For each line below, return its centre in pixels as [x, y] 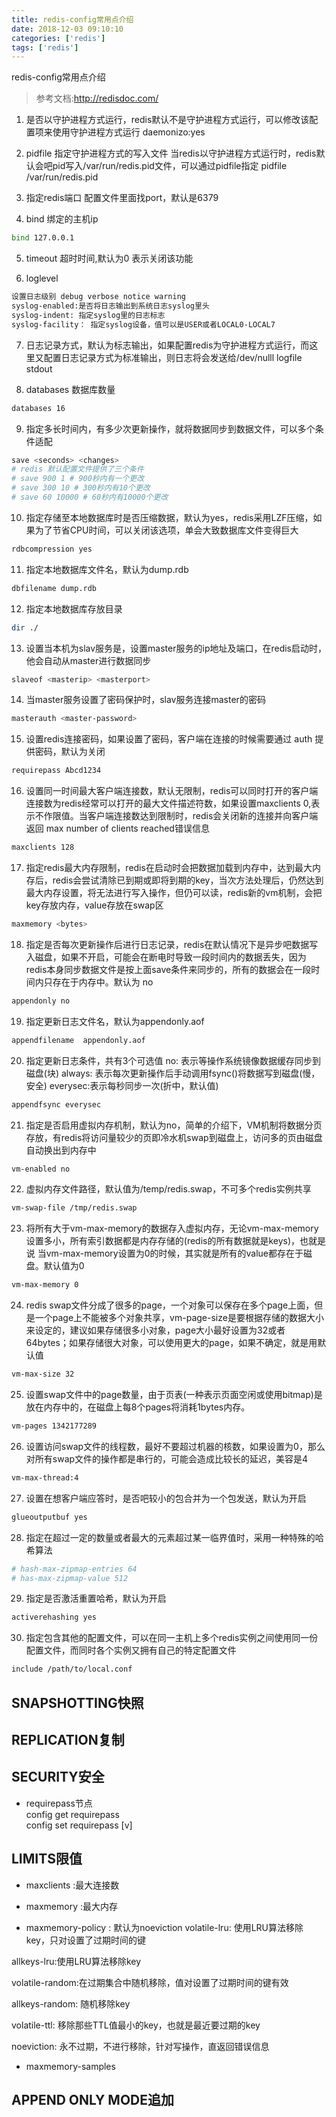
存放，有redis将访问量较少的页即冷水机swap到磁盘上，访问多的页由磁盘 [174, 1137]
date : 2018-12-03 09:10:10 [67, 29]
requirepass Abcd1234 [56, 771]
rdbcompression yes [52, 549]
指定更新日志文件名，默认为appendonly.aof [115, 1021]
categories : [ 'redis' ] [58, 38]
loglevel [42, 278]
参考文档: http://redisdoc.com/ [97, 98]
